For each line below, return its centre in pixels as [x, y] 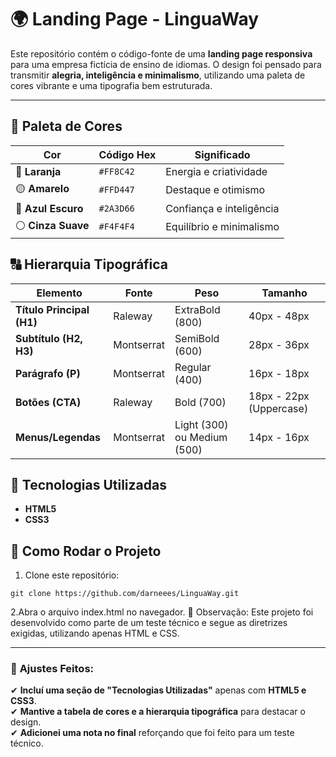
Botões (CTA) [48, 402]
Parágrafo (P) [48, 373]
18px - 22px [279, 396]
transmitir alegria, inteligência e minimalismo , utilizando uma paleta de [158, 75]
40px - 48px [279, 316]
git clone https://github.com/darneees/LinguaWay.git [125, 594]
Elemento [59, 293]
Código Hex [127, 154]
